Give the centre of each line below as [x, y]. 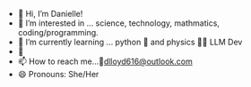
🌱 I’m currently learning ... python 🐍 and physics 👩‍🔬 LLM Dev [130, 42]
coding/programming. [58, 32]
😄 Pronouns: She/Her [58, 74]
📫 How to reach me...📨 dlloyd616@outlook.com [105, 61]
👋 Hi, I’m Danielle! [50, 14]
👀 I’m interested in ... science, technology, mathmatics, [118, 23]
